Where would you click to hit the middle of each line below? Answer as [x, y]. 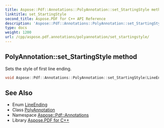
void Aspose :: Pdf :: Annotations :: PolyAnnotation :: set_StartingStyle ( [76, 77]
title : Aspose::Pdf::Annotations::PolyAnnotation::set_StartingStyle [77, 10]
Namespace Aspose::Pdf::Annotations [51, 115]
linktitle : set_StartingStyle [36, 14]
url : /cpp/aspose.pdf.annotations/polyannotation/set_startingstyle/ [77, 37]
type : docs [16, 28]
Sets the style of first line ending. [38, 69]
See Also [19, 93]
